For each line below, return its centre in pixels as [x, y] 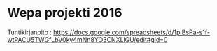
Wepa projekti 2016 [65, 13]
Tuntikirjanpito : [30, 32]
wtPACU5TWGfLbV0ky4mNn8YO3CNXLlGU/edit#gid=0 [87, 39]
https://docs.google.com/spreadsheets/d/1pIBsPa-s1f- [132, 32]
